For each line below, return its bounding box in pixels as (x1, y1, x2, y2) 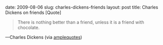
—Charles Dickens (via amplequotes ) (5, 34, 83, 40)
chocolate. (17, 24, 40, 30)
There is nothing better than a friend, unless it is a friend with (17, 19, 144, 25)
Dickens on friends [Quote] (5, 9, 61, 15)
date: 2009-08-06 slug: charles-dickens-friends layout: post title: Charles (5, 4, 158, 10)
